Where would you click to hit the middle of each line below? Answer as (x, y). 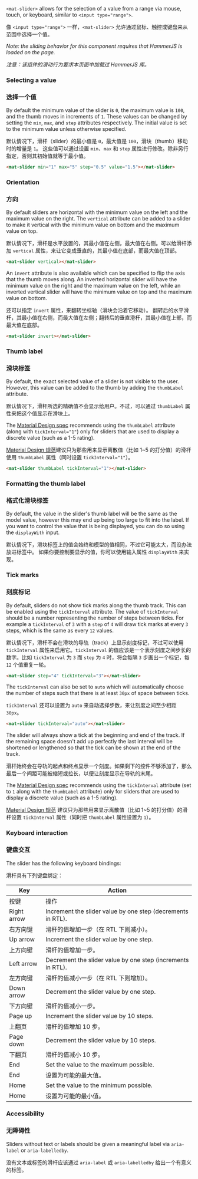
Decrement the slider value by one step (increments (117, 960)
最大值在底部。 (24, 325)
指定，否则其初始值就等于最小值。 (47, 156)
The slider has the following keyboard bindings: (64, 863)
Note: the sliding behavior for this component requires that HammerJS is (94, 46)
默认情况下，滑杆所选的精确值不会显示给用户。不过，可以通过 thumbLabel (95, 406)
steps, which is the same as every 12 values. (60, 630)
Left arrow (23, 963)
